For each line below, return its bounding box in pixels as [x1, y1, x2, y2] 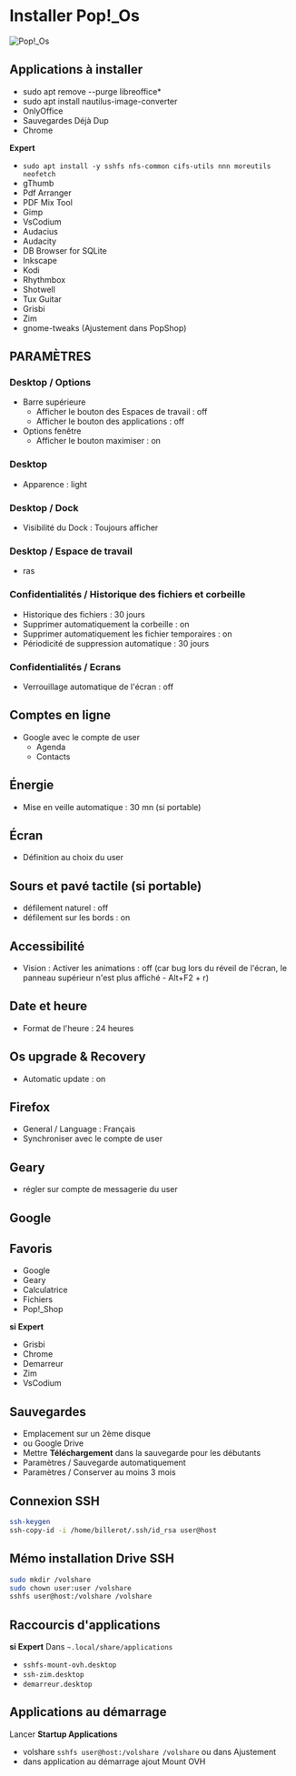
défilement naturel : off [22, 902, 109, 914]
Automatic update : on [22, 1073, 106, 1084]
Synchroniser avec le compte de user [22, 1133, 163, 1144]
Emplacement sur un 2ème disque [22, 1429, 152, 1440]
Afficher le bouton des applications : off [35, 416, 184, 427]
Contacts [35, 751, 71, 762]
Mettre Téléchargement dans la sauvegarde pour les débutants [22, 1448, 261, 1459]
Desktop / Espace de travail [9, 545, 133, 557]
